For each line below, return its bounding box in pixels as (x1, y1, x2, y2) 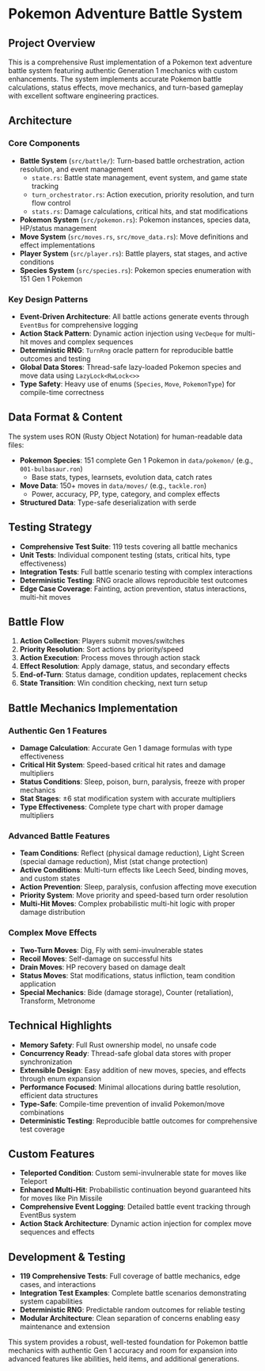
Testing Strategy (8, 520, 93, 534)
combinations (19, 1108, 65, 1117)
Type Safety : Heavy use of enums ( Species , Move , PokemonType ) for (19, 378, 236, 389)
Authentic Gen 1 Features (8, 725, 108, 736)
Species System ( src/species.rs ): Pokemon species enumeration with (19, 265, 252, 275)
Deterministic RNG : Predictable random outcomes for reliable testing (19, 1305, 245, 1315)
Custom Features (8, 1147, 95, 1161)
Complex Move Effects (8, 927, 97, 939)
